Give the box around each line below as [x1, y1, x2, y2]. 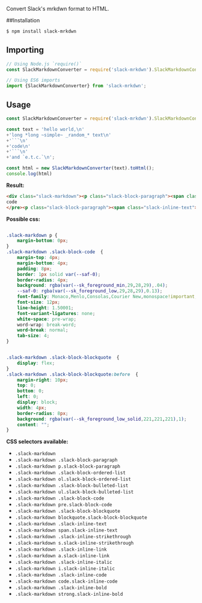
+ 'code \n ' [6, 143, 31, 149]
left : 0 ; [17, 394, 39, 400]
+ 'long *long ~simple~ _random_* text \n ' [6, 132, 112, 138]
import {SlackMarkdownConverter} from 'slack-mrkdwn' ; [6, 83, 147, 89]
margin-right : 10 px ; [17, 377, 69, 383]
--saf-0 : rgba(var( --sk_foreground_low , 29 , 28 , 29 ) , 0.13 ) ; [17, 288, 163, 294]
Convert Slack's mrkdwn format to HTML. [6, 5, 109, 12]
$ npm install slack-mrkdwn [6, 28, 77, 34]
